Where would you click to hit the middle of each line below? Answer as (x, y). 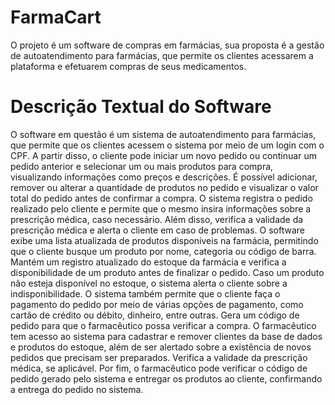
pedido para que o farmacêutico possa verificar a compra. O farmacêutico (163, 325)
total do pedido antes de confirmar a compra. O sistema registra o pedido (161, 198)
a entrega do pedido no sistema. (77, 389)
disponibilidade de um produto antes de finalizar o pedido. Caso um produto (167, 272)
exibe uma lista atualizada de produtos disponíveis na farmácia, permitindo (164, 240)
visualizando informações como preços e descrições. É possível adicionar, (164, 177)
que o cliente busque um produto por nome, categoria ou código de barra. (163, 251)
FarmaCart (56, 17)
